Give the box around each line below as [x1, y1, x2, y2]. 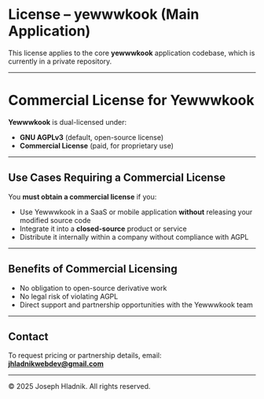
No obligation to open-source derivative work [19, 283, 167, 292]
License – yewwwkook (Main [8, 5, 200, 24]
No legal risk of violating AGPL [19, 291, 119, 301]
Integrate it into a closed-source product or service [19, 224, 187, 233]
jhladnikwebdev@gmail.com [8, 359, 104, 368]
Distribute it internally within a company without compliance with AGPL [19, 232, 249, 241]
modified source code [19, 215, 91, 225]
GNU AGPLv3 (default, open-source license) [19, 132, 164, 142]
